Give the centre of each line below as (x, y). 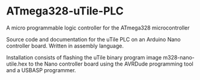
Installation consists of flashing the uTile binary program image (84, 57)
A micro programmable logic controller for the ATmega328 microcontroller (98, 28)
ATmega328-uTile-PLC (65, 11)
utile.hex (17, 64)
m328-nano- (179, 57)
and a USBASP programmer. (41, 70)
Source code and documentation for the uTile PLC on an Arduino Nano (94, 39)
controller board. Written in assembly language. (65, 46)
